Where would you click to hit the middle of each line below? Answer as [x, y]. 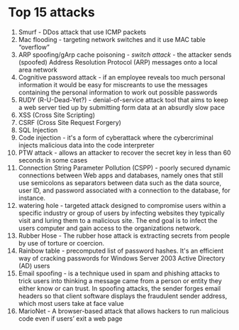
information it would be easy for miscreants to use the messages [113, 84]
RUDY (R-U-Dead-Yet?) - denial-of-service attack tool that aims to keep [123, 99]
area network [38, 70]
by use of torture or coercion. [61, 243]
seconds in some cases [53, 160]
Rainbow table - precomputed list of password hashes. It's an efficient [121, 251]
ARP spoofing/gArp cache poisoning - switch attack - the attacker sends [125, 55]
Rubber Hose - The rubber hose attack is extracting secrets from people [124, 236]
